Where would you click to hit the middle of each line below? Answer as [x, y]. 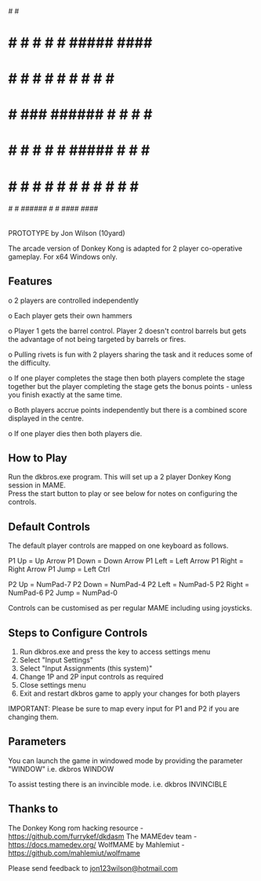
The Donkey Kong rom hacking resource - [76, 828]
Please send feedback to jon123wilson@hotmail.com [93, 868]
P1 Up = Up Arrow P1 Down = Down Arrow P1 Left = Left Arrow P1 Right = [126, 561]
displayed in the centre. [46, 418]
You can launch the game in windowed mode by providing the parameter [125, 760]
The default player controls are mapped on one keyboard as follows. [118, 545]
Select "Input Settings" [56, 659]
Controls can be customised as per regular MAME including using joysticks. [130, 608]
